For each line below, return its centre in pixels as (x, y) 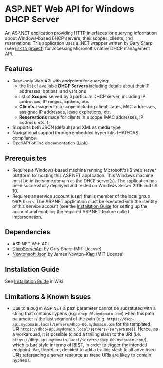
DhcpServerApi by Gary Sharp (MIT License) (57, 249)
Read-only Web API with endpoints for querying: (61, 81)
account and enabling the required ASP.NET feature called (71, 211)
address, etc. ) (34, 122)
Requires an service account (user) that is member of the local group (81, 196)
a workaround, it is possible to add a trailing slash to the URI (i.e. (76, 334)
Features (19, 69)
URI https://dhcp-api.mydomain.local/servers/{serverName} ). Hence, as (85, 329)
